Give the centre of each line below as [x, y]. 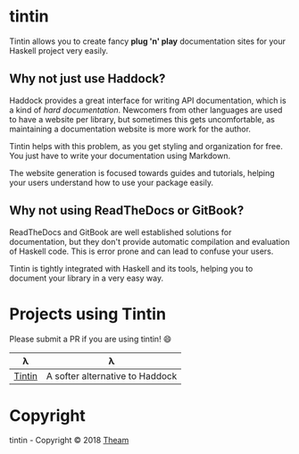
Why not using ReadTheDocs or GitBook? [127, 210]
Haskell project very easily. [59, 50]
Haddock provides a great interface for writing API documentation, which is [148, 100]
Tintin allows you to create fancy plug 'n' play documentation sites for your [148, 41]
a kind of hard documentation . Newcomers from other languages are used [146, 110]
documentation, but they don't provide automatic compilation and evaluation [149, 241]
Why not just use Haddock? [87, 79]
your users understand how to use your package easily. [112, 182]
